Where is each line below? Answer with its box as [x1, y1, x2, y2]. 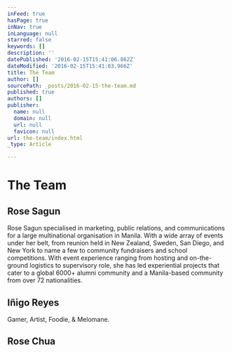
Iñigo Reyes [7, 296, 60, 308]
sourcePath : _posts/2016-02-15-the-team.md [7, 82, 137, 89]
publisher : [7, 102, 39, 109]
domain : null [13, 115, 52, 122]
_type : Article [7, 141, 52, 148]
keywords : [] [7, 43, 46, 50]
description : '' [7, 50, 55, 57]
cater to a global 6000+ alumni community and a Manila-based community [7, 268, 224, 278]
